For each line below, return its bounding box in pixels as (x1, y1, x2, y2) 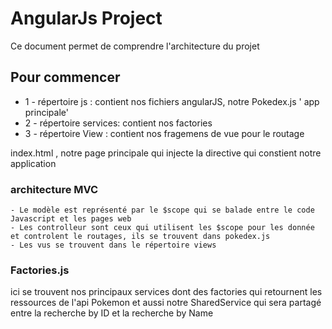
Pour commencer (10, 69, 121, 86)
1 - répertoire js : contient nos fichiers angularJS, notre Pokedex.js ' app (24, 95, 320, 107)
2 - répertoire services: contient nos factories (24, 117, 213, 129)
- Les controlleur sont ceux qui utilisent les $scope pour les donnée (10, 223, 315, 233)
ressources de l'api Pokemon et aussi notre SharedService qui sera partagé (10, 297, 322, 309)
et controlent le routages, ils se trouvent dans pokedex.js (10, 232, 271, 242)
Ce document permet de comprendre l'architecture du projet (10, 40, 260, 52)
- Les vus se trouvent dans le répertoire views (10, 240, 217, 251)
